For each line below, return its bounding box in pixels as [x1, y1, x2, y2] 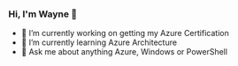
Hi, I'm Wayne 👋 [8, 8, 78, 20]
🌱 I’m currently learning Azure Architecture [20, 37, 178, 48]
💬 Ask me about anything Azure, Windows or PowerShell [20, 47, 227, 57]
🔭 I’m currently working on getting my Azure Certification [20, 28, 229, 39]
